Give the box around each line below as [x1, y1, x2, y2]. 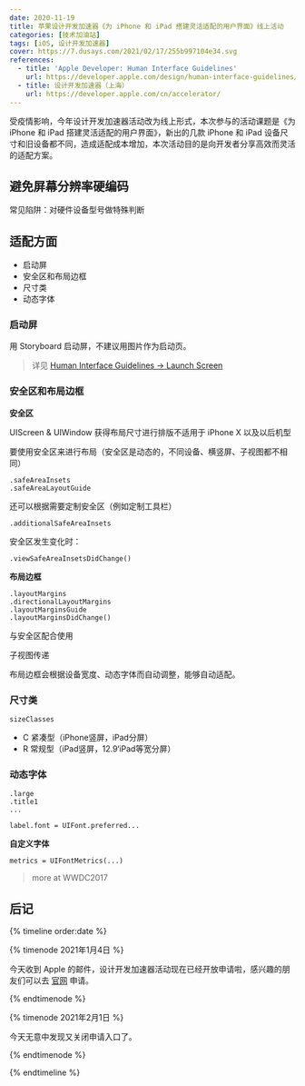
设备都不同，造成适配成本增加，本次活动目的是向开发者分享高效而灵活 [33, 138, 296, 149]
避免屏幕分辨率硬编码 [9, 178, 129, 194]
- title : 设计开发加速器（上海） [17, 81, 129, 90]
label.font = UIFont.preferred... [9, 822, 141, 831]
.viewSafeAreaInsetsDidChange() [9, 553, 132, 563]
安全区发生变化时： [9, 535, 82, 546]
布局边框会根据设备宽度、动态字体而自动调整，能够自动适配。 [9, 669, 241, 680]
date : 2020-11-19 [9, 13, 75, 23]
